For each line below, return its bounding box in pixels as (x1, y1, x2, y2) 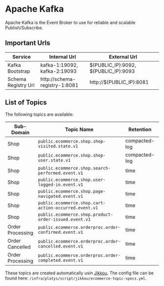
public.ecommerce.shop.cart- (38, 200, 106, 205)
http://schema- (40, 76, 76, 82)
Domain (11, 129, 30, 136)
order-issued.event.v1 (38, 216, 91, 222)
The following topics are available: (5, 111, 74, 117)
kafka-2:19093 (40, 67, 77, 74)
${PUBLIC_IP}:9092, (89, 61, 137, 68)
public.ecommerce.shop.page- (38, 188, 106, 194)
